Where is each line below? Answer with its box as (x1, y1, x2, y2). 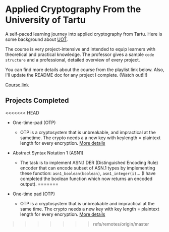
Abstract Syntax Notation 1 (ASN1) (12, 150, 84, 156)
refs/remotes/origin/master (93, 221, 149, 227)
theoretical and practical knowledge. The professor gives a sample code (5, 51, 154, 57)
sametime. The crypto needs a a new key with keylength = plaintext (20, 135, 161, 141)
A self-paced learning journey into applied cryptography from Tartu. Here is (5, 31, 162, 37)
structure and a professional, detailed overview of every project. (5, 56, 140, 63)
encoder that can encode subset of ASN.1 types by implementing (20, 165, 155, 171)
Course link (5, 82, 29, 88)
